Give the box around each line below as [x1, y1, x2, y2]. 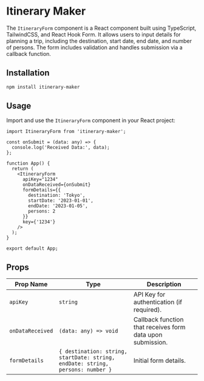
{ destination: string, [58, 348, 127, 355]
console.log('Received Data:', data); [12, 145, 110, 151]
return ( [12, 166, 34, 172]
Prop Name [15, 280, 48, 289]
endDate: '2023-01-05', [28, 203, 88, 209]
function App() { [6, 160, 50, 166]
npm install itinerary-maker [6, 84, 80, 90]
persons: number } [58, 366, 112, 373]
